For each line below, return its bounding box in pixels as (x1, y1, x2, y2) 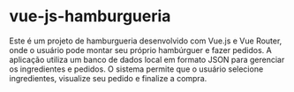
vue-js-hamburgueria (9, 6, 171, 27)
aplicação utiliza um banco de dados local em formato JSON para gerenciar (9, 54, 285, 65)
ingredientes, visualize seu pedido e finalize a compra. (9, 73, 207, 83)
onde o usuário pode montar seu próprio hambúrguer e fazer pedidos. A (9, 44, 272, 55)
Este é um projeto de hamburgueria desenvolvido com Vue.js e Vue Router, (9, 35, 283, 46)
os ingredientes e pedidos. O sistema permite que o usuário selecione (9, 64, 264, 74)
